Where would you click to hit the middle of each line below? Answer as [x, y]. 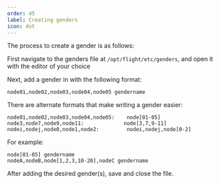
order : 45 [21, 13]
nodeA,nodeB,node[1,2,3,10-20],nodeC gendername [78, 161]
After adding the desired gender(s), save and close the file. [90, 174]
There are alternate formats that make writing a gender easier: [95, 105]
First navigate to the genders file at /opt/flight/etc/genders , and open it [110, 59]
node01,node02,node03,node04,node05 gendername [76, 92]
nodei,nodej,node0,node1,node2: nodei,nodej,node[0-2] [99, 130]
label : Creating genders [42, 20]
